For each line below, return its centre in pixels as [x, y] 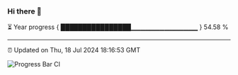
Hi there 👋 [25, 11]
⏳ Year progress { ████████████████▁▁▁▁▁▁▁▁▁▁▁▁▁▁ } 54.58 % [118, 27]
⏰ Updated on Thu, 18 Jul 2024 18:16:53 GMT [74, 50]
